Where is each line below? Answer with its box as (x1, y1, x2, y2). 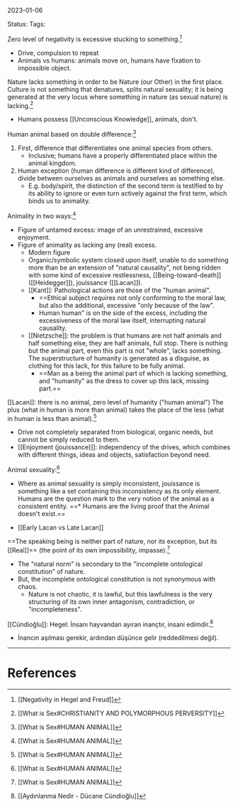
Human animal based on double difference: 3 (7, 129, 137, 138)
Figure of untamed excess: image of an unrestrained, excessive (17, 225, 203, 234)
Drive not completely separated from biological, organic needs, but (17, 428, 214, 437)
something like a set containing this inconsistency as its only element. (17, 486, 221, 495)
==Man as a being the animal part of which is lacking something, (38, 369, 228, 378)
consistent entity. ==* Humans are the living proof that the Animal (17, 501, 210, 511)
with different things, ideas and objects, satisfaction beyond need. (17, 451, 211, 459)
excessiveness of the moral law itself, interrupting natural (38, 316, 206, 324)
